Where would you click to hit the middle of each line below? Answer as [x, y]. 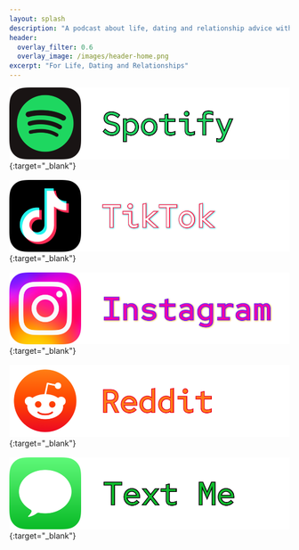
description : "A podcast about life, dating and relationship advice [141, 28]
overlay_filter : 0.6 [55, 47]
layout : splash [37, 19]
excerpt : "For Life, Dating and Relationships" [99, 66]
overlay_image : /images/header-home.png [93, 57]
